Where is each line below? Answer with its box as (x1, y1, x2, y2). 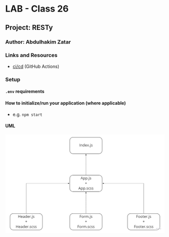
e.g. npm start (12, 111, 43, 117)
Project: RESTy (5, 23, 53, 32)
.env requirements (5, 88, 45, 94)
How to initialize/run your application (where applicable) (5, 100, 126, 106)
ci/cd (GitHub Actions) (12, 63, 60, 69)
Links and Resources (5, 52, 58, 59)
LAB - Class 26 (5, 3, 69, 15)
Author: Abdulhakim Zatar (5, 38, 71, 45)
